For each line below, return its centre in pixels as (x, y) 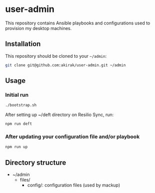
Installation (23, 44)
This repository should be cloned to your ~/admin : (56, 56)
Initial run (17, 95)
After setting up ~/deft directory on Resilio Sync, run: (59, 115)
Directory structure (36, 162)
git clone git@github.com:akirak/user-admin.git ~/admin (66, 65)
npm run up (16, 147)
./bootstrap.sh (21, 105)
